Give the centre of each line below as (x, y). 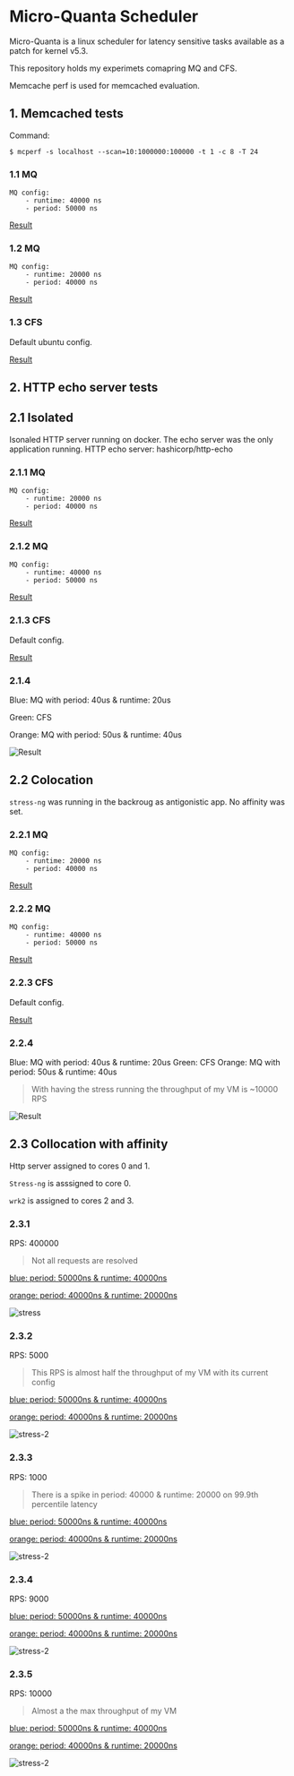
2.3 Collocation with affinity (89, 1144)
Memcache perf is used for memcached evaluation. (104, 85)
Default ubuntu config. (51, 341)
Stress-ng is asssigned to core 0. (70, 1183)
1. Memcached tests (66, 114)
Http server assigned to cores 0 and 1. (80, 1166)
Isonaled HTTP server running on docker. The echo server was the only (141, 439)
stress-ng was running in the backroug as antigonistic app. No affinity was (147, 802)
